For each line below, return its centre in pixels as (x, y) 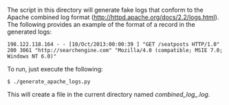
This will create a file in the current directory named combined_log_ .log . (109, 94)
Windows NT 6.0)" (32, 56)
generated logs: (30, 32)
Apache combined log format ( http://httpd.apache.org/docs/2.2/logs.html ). (113, 17)
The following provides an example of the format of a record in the (101, 24)
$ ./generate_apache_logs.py (49, 82)
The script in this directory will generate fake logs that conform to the (106, 10)
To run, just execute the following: (55, 69)
